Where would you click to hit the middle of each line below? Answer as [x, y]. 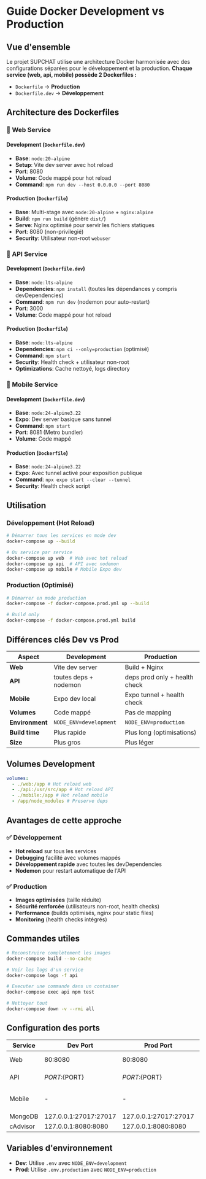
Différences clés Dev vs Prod [63, 640]
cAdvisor [22, 1126]
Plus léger [139, 742]
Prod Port [158, 1045]
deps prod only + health [159, 677]
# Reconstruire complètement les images [59, 953]
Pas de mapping [148, 712]
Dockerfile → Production [48, 87]
